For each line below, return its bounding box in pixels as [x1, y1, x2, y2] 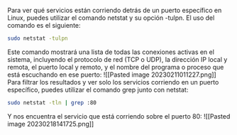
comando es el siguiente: [7, 21, 81, 29]
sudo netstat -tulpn [7, 35, 69, 42]
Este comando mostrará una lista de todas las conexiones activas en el [7, 48, 215, 56]
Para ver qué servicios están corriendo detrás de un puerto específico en [7, 6, 222, 14]
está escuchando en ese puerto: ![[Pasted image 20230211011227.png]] [7, 70, 216, 79]
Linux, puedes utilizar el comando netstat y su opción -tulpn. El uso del [7, 13, 215, 22]
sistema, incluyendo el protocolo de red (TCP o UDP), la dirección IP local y [7, 55, 228, 63]
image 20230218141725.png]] [7, 119, 94, 128]
